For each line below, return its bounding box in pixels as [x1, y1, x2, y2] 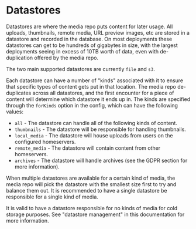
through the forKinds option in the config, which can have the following [6, 102, 178, 109]
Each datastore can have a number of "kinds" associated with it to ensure [6, 77, 184, 84]
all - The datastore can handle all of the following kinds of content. [14, 119, 177, 126]
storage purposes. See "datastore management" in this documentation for [6, 211, 185, 218]
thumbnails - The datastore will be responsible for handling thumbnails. [14, 126, 186, 133]
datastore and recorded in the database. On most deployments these [6, 35, 173, 42]
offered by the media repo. [34, 54, 98, 61]
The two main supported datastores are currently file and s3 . [6, 65, 155, 72]
